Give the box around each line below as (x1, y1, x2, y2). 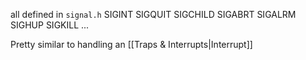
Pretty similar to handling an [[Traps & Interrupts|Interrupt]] (10, 39, 253, 50)
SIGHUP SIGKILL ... (10, 19, 90, 31)
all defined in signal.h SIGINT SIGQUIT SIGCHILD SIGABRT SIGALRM (10, 9, 297, 20)
